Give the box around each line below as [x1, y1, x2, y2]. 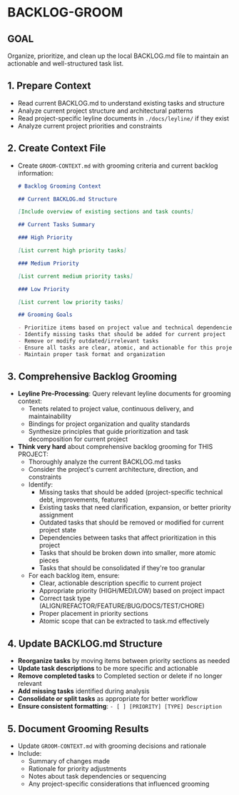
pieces [39, 556, 59, 564]
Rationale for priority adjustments [28, 764, 127, 773]
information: [17, 168, 54, 177]
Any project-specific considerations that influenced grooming [28, 779, 210, 789]
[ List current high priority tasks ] [17, 247, 127, 254]
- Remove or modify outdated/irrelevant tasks [17, 338, 159, 345]
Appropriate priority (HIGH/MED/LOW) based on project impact [39, 587, 225, 595]
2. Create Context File [7, 142, 106, 154]
